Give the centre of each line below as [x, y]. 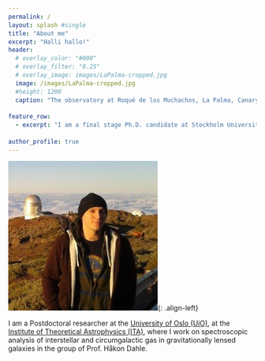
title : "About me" [38, 33]
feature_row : [30, 117]
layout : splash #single [47, 25]
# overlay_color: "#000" [56, 58]
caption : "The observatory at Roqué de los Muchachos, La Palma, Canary [137, 100]
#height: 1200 [38, 92]
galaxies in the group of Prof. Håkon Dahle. [78, 348]
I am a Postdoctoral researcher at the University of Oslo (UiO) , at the [119, 323]
